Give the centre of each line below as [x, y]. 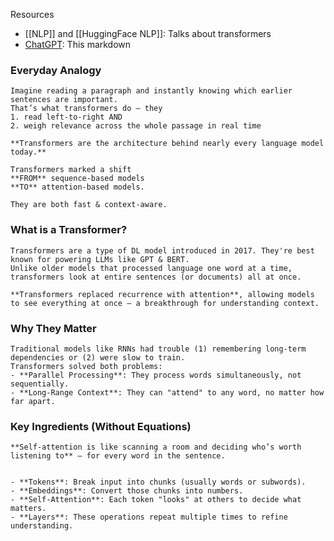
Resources [32, 14]
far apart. [33, 401]
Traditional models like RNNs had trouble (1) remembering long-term [158, 349]
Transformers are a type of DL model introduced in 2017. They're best [162, 250]
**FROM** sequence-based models [77, 179]
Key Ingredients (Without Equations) [101, 426]
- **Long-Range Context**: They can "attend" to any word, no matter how [167, 392]
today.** [28, 152]
